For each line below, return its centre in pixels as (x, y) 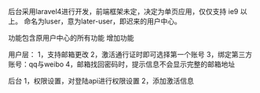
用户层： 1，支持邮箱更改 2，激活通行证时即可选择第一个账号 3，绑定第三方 (130, 54)
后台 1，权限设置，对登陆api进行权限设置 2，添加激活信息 (101, 81)
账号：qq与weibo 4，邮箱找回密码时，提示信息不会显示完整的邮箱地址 (122, 64)
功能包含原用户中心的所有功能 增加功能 (71, 38)
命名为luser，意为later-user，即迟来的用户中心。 (103, 21)
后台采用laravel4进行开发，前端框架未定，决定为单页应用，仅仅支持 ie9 (123, 11)
